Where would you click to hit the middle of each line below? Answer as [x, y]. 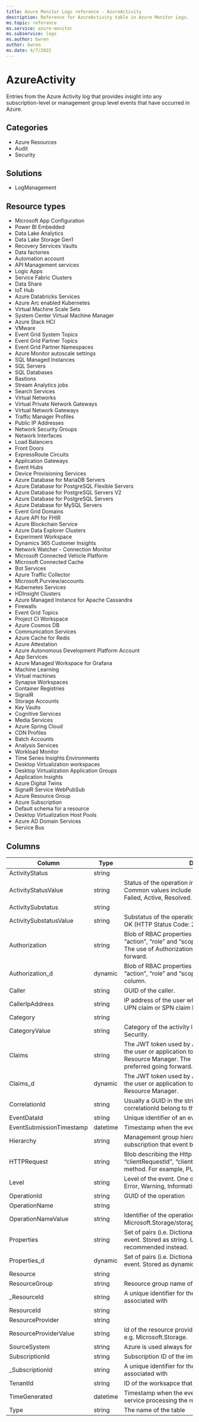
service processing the [156, 1400]
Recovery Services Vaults [46, 246]
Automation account [39, 259]
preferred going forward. [158, 1066]
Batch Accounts [34, 739]
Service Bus [29, 828]
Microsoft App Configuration [49, 221]
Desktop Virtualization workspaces [57, 765]
